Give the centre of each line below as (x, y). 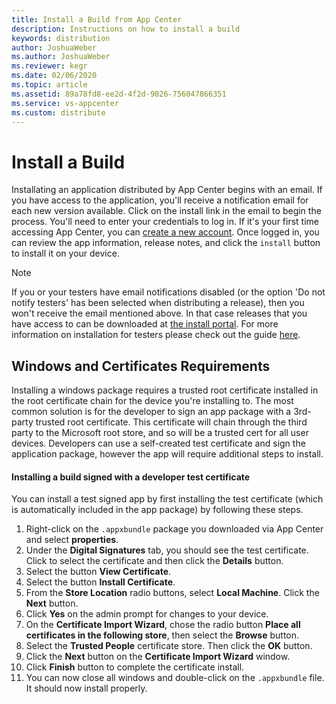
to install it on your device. (65, 253)
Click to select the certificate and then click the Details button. (154, 561)
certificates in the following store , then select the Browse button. (162, 635)
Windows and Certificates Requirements (141, 366)
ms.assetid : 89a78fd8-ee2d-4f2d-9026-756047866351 (119, 94)
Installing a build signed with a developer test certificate (131, 477)
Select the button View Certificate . (98, 572)
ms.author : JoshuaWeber (61, 57)
